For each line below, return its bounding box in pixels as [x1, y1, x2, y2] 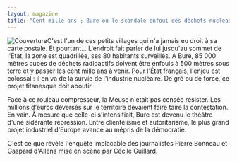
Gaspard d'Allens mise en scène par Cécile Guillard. [7, 146, 158, 155]
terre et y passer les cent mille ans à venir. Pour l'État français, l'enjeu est [7, 66, 221, 75]
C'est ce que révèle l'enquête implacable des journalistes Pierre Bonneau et [7, 139, 228, 147]
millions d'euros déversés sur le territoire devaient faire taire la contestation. [7, 103, 229, 111]
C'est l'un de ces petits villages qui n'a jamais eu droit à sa [47, 36, 217, 45]
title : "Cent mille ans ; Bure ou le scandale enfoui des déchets [7, 17, 207, 24]
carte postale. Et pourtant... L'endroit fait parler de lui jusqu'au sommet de [7, 44, 222, 52]
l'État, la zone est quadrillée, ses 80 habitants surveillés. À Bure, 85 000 [7, 51, 217, 60]
